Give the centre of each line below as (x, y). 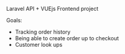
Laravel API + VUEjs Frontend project (52, 9)
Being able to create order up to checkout (67, 38)
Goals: (14, 20)
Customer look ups (39, 45)
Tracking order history (43, 32)
